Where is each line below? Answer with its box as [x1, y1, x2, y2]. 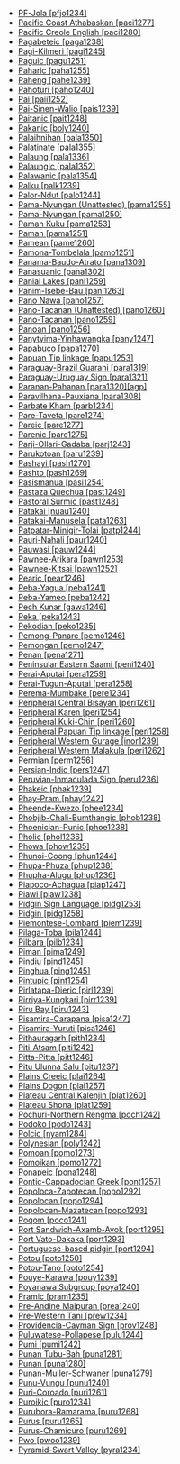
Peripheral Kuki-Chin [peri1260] [17, 717, 136, 727]
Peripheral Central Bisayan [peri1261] [17, 698, 156, 708]
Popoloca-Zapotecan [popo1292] [17, 1185, 141, 1196]
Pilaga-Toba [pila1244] [17, 928, 102, 938]
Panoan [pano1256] [17, 324, 91, 334]
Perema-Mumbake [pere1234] [17, 688, 130, 698]
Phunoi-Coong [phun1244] [17, 851, 117, 861]
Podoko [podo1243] [17, 1119, 92, 1130]
